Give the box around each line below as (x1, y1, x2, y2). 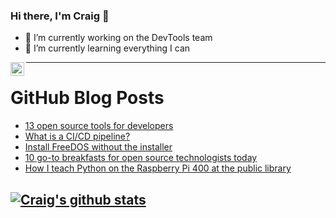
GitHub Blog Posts (10, 87, 165, 109)
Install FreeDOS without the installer (24, 141, 173, 153)
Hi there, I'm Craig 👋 (10, 9, 110, 23)
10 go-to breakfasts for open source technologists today (24, 152, 258, 164)
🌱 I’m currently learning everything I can (24, 42, 191, 54)
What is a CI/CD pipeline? (24, 130, 131, 143)
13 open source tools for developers (24, 120, 174, 132)
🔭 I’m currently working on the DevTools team (24, 32, 213, 44)
